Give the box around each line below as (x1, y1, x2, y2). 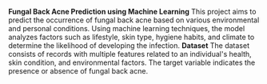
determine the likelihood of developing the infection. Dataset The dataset (8, 41, 250, 50)
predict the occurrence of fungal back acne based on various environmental (8, 15, 260, 25)
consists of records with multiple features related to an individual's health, (8, 50, 252, 58)
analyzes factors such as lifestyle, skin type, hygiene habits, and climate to (8, 32, 255, 42)
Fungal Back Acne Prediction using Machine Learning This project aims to (8, 7, 257, 16)
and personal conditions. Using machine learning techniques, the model (8, 24, 245, 33)
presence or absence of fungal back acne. (8, 66, 149, 75)
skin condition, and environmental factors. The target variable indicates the (8, 58, 256, 67)
